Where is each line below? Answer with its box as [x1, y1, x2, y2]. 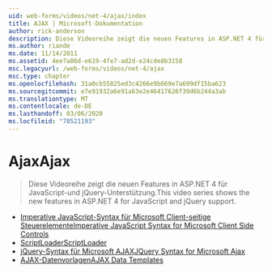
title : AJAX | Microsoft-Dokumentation [8, 19, 143, 28]
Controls [19, 228, 49, 239]
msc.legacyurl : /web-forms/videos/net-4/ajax [8, 65, 164, 73]
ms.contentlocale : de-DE [8, 102, 92, 110]
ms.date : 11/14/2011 [8, 49, 79, 58]
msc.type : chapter [8, 72, 70, 80]
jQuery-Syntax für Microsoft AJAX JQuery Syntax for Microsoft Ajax [19, 246, 245, 256]
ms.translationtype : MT [8, 95, 89, 103]
